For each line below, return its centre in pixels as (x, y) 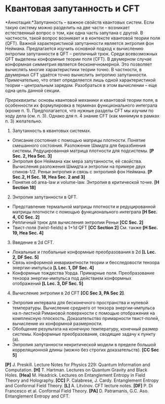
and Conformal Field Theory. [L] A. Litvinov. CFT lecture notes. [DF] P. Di (79, 385)
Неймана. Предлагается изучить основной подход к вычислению (74, 48)
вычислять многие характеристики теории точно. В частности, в (73, 69)
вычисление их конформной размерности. (57, 323)
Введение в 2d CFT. (33, 242)
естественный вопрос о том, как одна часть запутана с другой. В (74, 33)
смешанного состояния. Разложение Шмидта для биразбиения (79, 145)
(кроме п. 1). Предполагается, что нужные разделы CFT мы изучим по (79, 110)
